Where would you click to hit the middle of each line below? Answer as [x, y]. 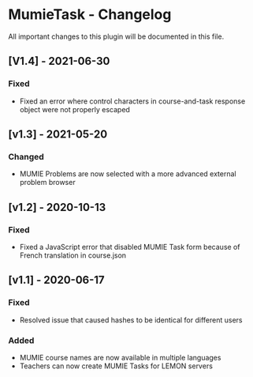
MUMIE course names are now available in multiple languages [120, 357]
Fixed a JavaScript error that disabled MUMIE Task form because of [130, 247]
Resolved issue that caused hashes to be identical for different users [131, 320]
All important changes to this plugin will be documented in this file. [116, 36]
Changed [26, 156]
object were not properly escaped [74, 109]
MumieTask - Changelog [90, 15]
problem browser [48, 183]
